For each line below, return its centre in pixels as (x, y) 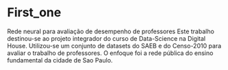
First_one (34, 13)
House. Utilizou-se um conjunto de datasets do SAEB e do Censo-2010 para (114, 46)
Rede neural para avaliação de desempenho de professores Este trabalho (111, 31)
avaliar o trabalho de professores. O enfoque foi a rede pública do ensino (110, 53)
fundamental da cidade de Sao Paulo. (60, 60)
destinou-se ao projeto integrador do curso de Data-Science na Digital (106, 38)
